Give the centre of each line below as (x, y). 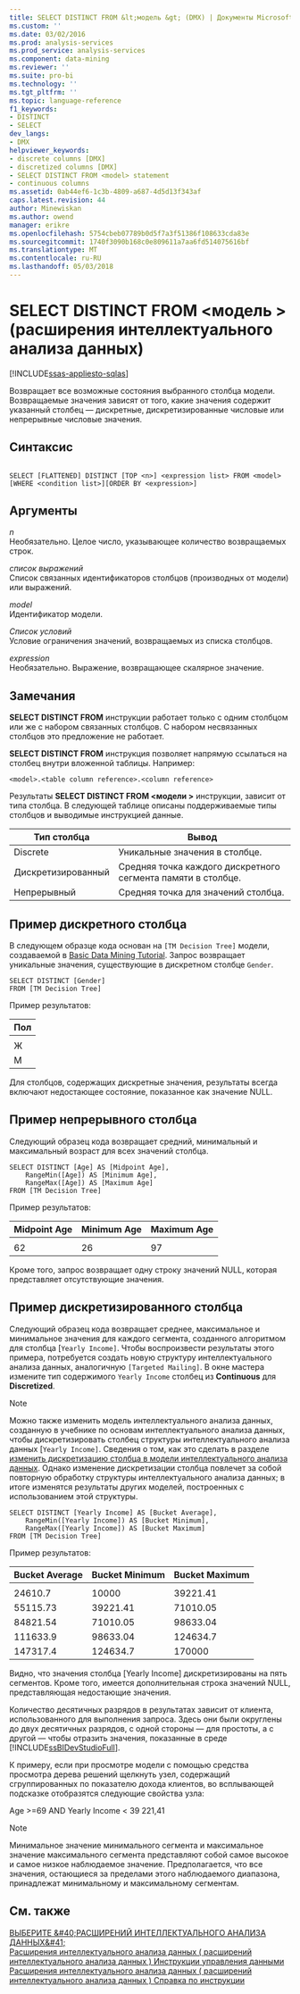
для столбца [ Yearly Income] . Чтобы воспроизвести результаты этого (142, 1347)
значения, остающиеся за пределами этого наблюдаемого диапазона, (145, 1873)
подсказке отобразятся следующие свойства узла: (107, 1793)
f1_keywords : (33, 109)
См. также (40, 1911)
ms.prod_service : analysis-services (77, 51)
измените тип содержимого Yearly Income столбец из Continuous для (143, 1376)
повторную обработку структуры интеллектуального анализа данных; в (147, 1477)
